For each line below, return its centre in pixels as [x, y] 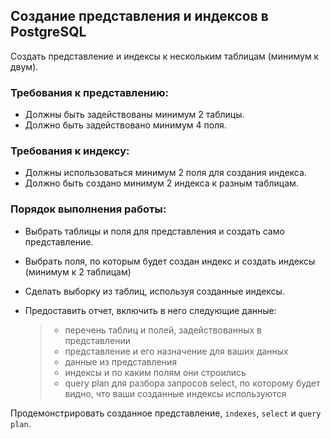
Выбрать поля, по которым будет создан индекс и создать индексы [170, 261]
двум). [24, 66]
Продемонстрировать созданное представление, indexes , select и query [166, 413]
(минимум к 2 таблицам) [78, 271]
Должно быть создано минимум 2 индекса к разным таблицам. [161, 183]
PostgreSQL [48, 32]
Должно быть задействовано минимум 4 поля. [125, 125]
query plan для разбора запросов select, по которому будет [192, 383]
